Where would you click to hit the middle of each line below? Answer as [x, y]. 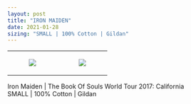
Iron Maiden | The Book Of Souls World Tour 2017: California [96, 86]
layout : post [27, 14]
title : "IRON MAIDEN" [40, 21]
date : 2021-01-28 [33, 27]
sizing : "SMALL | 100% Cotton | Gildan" [68, 34]
